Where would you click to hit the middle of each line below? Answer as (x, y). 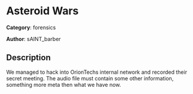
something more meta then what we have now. (64, 84)
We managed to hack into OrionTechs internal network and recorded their (96, 72)
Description (28, 58)
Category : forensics (31, 27)
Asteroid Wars (42, 11)
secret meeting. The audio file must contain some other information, (90, 78)
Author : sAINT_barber (33, 39)
